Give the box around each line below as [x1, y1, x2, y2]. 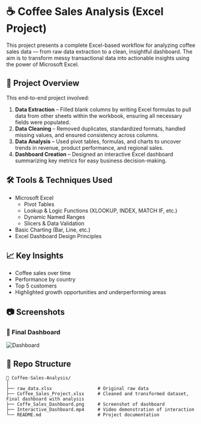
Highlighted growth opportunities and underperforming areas [14, 289, 166, 296]
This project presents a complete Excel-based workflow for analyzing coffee [6, 41, 196, 49]
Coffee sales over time [14, 269, 71, 277]
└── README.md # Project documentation [6, 411, 160, 418]
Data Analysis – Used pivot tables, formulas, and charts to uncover [14, 138, 181, 145]
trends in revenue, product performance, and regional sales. [14, 144, 164, 151]
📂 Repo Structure [6, 359, 71, 369]
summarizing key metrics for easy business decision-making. [14, 157, 167, 164]
